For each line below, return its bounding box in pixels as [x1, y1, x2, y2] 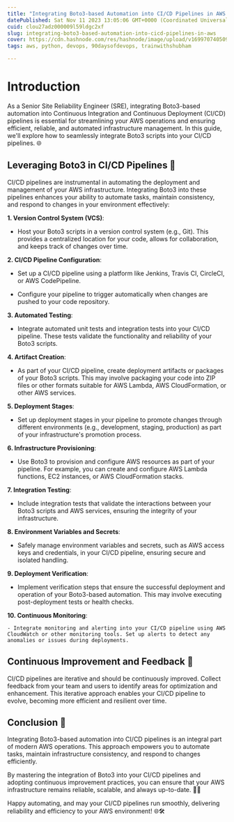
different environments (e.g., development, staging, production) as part [17, 423, 221, 431]
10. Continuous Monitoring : [7, 611, 88, 619]
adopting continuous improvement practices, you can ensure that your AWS [7, 778, 225, 786]
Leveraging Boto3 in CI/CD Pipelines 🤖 [7, 160, 176, 172]
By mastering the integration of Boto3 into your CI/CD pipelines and [7, 771, 201, 779]
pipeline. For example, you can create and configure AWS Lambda [17, 464, 208, 473]
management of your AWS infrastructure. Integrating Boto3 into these [7, 185, 207, 194]
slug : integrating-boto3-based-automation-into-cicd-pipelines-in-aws [7, 29, 217, 37]
